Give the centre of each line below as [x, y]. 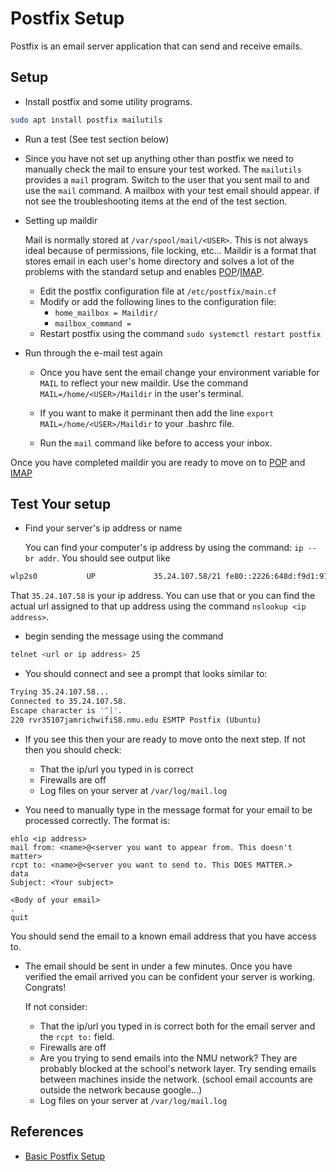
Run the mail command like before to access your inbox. [156, 443]
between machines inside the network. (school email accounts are [176, 1079]
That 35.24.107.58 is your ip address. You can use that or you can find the [163, 596]
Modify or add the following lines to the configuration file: [158, 301]
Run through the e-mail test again [93, 353]
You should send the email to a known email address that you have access [163, 936]
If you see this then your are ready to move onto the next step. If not [165, 739]
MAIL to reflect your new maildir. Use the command [144, 383]
